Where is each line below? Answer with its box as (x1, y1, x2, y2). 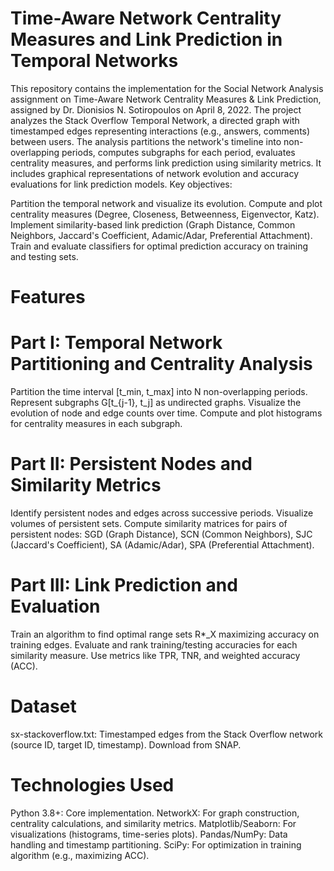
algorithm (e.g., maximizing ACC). (10, 849, 150, 861)
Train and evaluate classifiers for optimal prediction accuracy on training (10, 240, 309, 252)
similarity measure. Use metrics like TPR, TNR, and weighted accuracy (10, 649, 301, 661)
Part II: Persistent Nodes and (10, 453, 253, 476)
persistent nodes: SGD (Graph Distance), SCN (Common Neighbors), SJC (10, 528, 313, 540)
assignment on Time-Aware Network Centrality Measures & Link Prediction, (10, 93, 322, 105)
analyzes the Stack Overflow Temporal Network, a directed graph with (10, 114, 300, 126)
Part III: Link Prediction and (10, 574, 238, 597)
